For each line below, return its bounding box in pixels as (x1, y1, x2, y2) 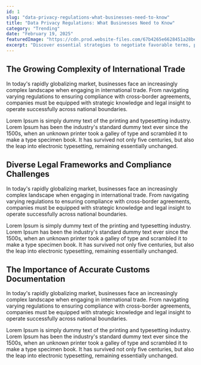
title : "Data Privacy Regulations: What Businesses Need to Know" (6, 20, 175, 26)
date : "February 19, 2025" (6, 31, 74, 37)
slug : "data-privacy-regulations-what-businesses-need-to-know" (6, 14, 170, 20)
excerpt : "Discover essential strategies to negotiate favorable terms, (6, 42, 191, 48)
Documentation (6, 274, 66, 284)
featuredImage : (6, 36, 44, 42)
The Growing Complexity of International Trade (6, 64, 185, 75)
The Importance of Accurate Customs (6, 264, 150, 275)
